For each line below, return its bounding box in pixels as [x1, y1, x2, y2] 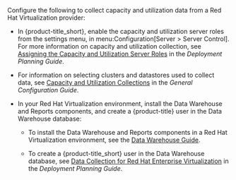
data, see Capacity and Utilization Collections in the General [17, 78, 193, 87]
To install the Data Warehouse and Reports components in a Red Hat [28, 128, 228, 136]
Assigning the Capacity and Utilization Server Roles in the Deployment [17, 49, 223, 58]
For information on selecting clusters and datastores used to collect [17, 71, 215, 79]
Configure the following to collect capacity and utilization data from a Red [7, 6, 222, 14]
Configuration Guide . [17, 86, 79, 94]
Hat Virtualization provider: [7, 13, 86, 22]
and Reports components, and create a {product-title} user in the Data [17, 107, 223, 115]
